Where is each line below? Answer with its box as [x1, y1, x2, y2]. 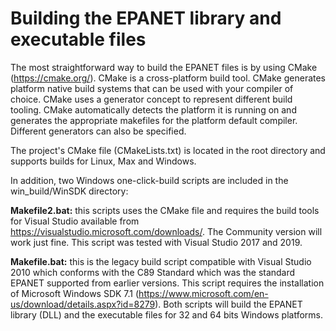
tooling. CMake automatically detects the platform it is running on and [10, 103, 297, 116]
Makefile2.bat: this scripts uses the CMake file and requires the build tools [10, 204, 320, 216]
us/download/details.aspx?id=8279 [10, 298, 156, 310]
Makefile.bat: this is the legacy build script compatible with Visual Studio [10, 255, 312, 267]
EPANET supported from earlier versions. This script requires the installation [10, 277, 325, 289]
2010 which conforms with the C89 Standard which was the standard [10, 266, 296, 278]
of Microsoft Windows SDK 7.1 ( [10, 287, 140, 299]
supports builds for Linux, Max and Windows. [10, 155, 197, 167]
